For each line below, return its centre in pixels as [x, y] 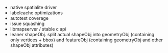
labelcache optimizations [36, 13]
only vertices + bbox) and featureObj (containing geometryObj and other [87, 40]
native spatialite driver [33, 7]
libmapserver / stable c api [38, 29]
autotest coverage [29, 18]
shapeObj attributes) [32, 45]
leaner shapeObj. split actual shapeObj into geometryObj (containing [82, 34]
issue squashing [27, 23]
